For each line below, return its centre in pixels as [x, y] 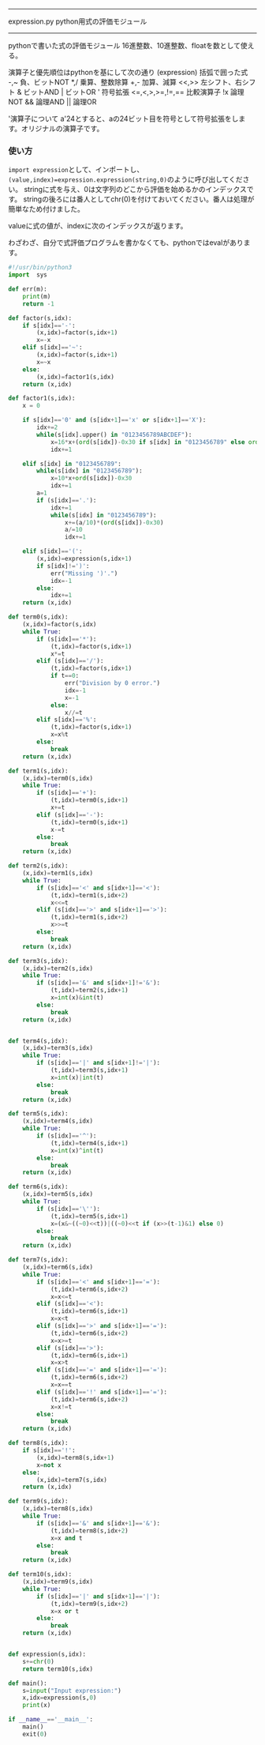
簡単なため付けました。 [46, 209]
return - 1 [39, 304]
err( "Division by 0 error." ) [112, 683]
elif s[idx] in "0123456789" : [72, 464]
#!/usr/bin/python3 [40, 268]
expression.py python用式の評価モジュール [78, 21]
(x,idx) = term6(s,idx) [58, 1267]
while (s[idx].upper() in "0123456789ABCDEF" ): [114, 434]
